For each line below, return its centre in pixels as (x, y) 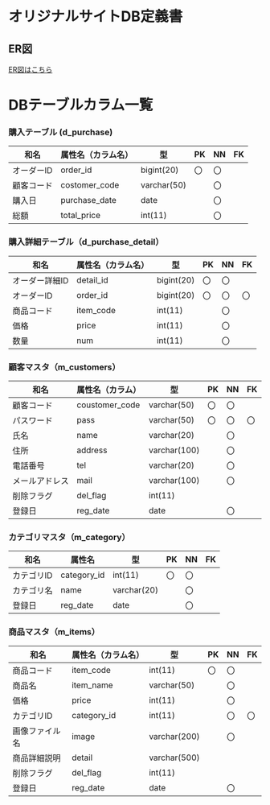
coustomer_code (108, 405)
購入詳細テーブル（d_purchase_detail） (86, 242)
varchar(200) (174, 736)
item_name (93, 685)
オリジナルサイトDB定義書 (96, 17)
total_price (81, 216)
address (92, 450)
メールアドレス (41, 481)
